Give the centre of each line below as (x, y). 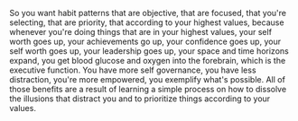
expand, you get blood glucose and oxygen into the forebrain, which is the (148, 60)
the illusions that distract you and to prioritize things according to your (140, 99)
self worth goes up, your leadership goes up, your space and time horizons (149, 51)
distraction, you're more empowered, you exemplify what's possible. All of (148, 79)
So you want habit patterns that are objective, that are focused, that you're (148, 13)
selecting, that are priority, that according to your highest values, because (147, 22)
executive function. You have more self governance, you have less (133, 70)
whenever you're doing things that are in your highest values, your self (141, 32)
